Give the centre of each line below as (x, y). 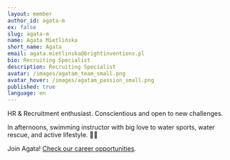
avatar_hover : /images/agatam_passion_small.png (81, 80)
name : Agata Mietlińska (43, 41)
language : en (27, 93)
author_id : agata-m (36, 21)
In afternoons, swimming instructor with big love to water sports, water (111, 127)
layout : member (30, 14)
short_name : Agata (35, 47)
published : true (31, 87)
